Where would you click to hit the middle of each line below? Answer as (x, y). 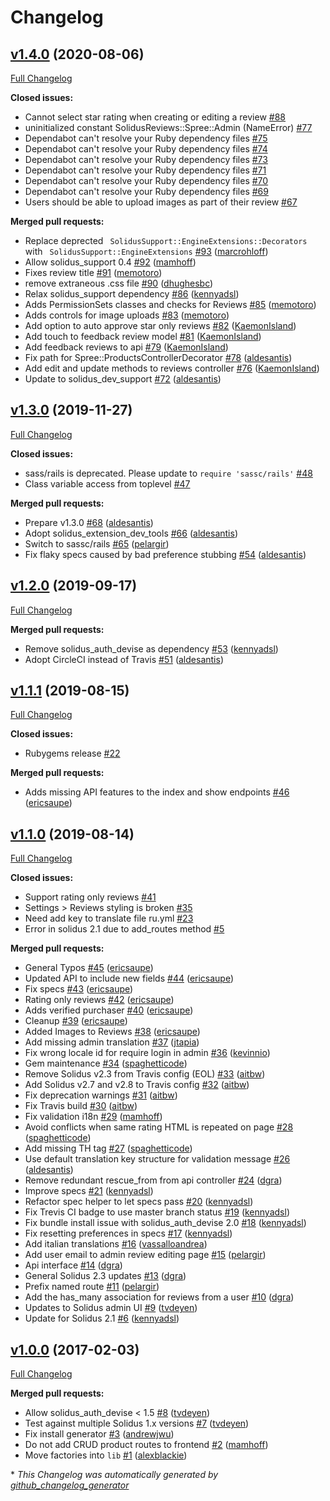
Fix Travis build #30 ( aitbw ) (81, 1106)
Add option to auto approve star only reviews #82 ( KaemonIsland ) (160, 325)
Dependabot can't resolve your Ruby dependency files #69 (146, 191)
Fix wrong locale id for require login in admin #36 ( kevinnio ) (147, 1053)
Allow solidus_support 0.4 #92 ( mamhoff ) (110, 262)
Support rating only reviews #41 (90, 897)
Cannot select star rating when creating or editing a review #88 (155, 117)
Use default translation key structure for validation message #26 (157, 1159)
